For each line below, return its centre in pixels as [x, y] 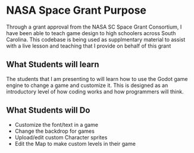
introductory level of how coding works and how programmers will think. [95, 91]
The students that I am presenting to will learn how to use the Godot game [97, 79]
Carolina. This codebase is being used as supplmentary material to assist [96, 39]
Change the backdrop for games [55, 131]
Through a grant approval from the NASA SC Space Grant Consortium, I [94, 27]
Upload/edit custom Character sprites [61, 137]
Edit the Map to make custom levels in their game [75, 143]
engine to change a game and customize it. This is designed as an [87, 85]
